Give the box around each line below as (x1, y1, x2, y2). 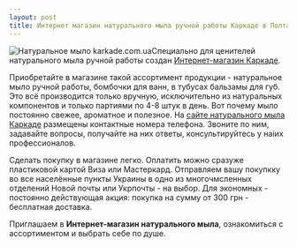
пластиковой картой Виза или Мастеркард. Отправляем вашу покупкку (9, 164, 281, 175)
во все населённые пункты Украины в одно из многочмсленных (9, 173, 252, 183)
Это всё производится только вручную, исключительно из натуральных (9, 90, 283, 101)
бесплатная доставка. (9, 201, 93, 212)
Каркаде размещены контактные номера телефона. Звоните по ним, (9, 118, 270, 129)
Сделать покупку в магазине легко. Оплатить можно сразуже (9, 154, 245, 165)
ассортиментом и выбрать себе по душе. (9, 228, 166, 238)
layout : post (9, 12, 57, 22)
